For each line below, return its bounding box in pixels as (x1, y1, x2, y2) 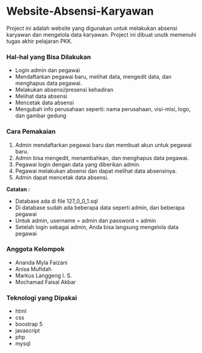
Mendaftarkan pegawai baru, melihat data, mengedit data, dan (15, 73, 172, 81)
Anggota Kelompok (6, 245, 65, 253)
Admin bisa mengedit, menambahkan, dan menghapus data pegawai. (15, 154, 189, 161)
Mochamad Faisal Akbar (15, 278, 76, 285)
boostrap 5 (15, 321, 43, 328)
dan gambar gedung (15, 112, 67, 120)
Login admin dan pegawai (15, 67, 80, 74)
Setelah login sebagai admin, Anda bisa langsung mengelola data (15, 223, 179, 230)
